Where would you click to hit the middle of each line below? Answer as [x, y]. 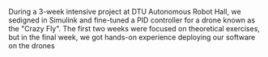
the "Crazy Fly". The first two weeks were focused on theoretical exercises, [134, 28]
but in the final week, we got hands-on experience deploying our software [132, 37]
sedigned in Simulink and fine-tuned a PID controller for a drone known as [132, 20]
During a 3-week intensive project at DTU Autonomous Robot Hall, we [125, 12]
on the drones [32, 46]
